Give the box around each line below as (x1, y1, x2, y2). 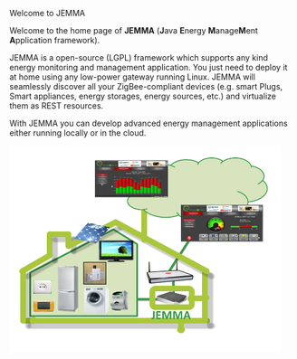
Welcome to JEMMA (9, 8, 86, 18)
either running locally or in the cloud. (9, 128, 147, 138)
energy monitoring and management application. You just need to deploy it (9, 62, 288, 72)
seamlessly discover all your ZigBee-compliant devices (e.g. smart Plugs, (9, 81, 283, 91)
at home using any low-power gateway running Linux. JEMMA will (9, 71, 256, 82)
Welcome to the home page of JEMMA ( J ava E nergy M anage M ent (9, 25, 258, 35)
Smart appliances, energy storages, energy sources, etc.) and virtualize (9, 90, 276, 101)
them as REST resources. (9, 100, 104, 111)
